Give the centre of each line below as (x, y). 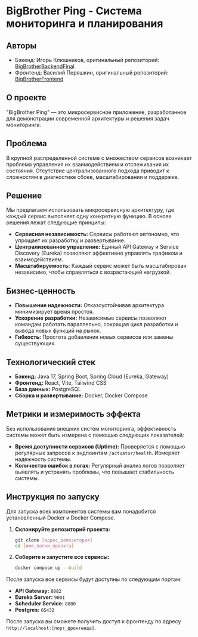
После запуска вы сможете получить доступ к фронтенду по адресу (94, 621)
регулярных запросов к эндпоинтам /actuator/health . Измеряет (97, 453)
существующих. (35, 344)
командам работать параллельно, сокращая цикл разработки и (96, 324)
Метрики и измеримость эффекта (74, 414)
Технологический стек (51, 362)
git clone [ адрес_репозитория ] (54, 540)
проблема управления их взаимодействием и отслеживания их (88, 164)
